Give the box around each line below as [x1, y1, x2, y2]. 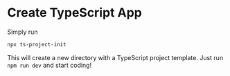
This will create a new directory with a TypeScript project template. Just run [7, 53, 224, 61]
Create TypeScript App [7, 5, 142, 21]
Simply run [7, 28, 38, 36]
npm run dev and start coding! [7, 61, 92, 69]
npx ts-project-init [7, 41, 67, 48]
